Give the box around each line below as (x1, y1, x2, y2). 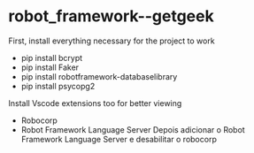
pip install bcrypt (20, 52, 83, 63)
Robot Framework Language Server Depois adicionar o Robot (20, 124, 245, 134)
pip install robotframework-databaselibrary (20, 71, 178, 81)
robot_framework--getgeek (8, 6, 214, 27)
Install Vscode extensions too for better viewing (8, 97, 182, 108)
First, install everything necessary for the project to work (8, 35, 215, 46)
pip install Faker (20, 62, 80, 73)
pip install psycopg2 (20, 80, 96, 91)
